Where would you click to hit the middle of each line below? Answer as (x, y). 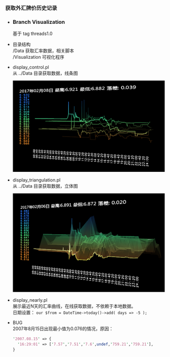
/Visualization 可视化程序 (38, 57)
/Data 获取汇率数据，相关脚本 (43, 51)
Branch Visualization (39, 22)
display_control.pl (31, 67)
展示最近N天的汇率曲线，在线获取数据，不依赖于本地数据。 (74, 306)
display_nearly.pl (30, 300)
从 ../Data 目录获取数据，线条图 (45, 73)
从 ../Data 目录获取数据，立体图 (45, 186)
